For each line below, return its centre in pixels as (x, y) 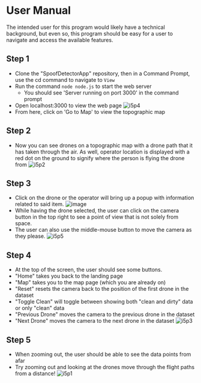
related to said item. (39, 204)
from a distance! (35, 373)
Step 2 (19, 131)
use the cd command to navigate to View (65, 79)
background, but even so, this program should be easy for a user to (89, 33)
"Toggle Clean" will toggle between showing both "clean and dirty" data (104, 302)
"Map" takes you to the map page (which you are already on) (90, 282)
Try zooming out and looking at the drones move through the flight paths (105, 367)
